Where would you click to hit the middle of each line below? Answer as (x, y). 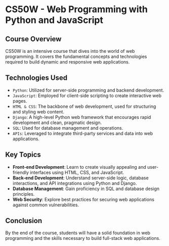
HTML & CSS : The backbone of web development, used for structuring (84, 106)
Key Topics (23, 155)
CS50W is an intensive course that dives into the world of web (70, 51)
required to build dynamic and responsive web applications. (68, 62)
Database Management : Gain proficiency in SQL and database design (86, 189)
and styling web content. (38, 112)
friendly (21, 172)
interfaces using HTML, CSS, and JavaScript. (77, 172)
